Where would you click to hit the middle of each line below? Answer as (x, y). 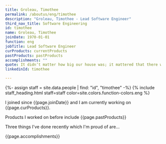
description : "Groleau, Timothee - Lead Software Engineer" (68, 19)
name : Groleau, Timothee (31, 33)
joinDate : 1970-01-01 (27, 37)
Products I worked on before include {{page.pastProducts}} (66, 117)
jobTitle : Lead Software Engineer (41, 46)
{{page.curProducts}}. (28, 108)
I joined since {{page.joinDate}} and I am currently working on (68, 102)
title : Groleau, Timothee (32, 10)
